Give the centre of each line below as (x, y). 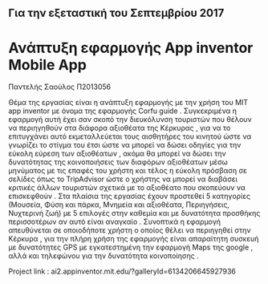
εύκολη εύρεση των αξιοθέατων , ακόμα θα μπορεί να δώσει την (117, 154)
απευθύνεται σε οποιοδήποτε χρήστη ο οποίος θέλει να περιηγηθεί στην (130, 230)
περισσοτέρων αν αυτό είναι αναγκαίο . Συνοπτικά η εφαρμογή (115, 222)
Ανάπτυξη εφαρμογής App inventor (131, 48)
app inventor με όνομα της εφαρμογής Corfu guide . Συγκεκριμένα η (123, 111)
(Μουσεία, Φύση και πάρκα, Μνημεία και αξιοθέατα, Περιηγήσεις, (119, 205)
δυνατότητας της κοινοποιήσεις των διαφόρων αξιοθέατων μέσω (118, 162)
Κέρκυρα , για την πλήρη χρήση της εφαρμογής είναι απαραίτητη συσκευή (134, 239)
